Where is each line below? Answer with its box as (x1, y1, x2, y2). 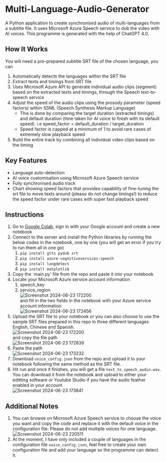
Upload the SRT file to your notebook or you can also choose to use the (12, 314, 160, 320)
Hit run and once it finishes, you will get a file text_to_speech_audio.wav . (12, 366, 161, 372)
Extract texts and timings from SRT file (12, 78, 92, 84)
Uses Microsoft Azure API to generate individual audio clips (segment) (12, 84, 157, 90)
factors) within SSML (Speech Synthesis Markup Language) (12, 105, 136, 111)
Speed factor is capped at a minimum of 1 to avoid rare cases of (19, 126, 151, 132)
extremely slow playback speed (19, 131, 85, 137)
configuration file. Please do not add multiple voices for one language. (12, 426, 157, 432)
